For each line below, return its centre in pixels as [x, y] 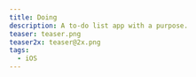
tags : [19, 50]
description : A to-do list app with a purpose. [99, 26]
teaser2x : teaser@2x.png [55, 42]
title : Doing [33, 17]
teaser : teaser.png [45, 34]
